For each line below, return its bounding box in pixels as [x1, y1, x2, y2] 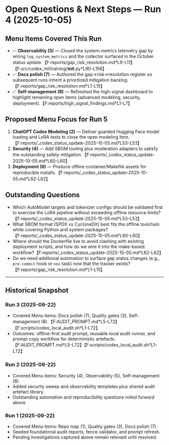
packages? [85, 226, 108, 232]
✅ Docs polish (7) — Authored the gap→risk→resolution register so [12, 72, 152, 77]
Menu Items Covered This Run [5, 34, 102, 43]
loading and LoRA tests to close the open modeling [12, 134, 119, 140]
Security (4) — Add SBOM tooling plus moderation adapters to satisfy [12, 145, 158, 152]
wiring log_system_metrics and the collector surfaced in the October [12, 53, 154, 59]
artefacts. [96, 336, 116, 342]
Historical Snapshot [5, 286, 69, 295]
